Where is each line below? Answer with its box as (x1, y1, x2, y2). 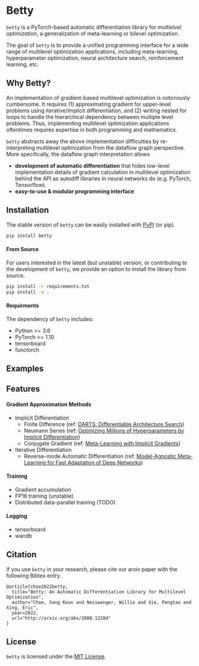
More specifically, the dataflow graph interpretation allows (6, 150, 150, 157)
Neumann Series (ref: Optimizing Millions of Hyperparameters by (23, 427, 185, 434)
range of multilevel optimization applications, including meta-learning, (6, 47, 179, 55)
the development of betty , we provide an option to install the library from (6, 265, 186, 272)
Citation (6, 549, 37, 560)
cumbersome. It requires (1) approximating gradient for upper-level (6, 100, 171, 108)
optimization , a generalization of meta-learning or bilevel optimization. (6, 29, 180, 37)
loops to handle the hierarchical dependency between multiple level (6, 113, 174, 120)
